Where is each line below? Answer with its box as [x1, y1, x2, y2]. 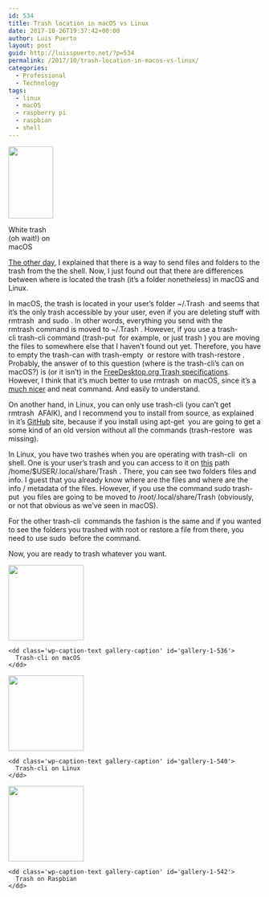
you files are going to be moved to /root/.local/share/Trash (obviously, [22, 492, 255, 502]
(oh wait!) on [8, 233, 51, 243]
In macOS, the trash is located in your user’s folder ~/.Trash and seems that [8, 298, 259, 308]
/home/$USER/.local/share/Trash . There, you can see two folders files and [8, 466, 257, 476]
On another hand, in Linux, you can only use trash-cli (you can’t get [8, 399, 231, 409]
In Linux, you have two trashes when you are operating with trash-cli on [8, 449, 247, 459]
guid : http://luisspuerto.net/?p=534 [8, 49, 135, 57]
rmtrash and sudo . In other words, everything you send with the [8, 315, 223, 326]
